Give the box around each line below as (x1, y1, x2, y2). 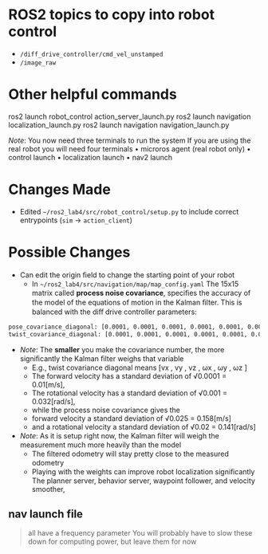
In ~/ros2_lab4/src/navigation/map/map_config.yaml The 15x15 (31, 279, 239, 289)
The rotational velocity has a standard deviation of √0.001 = (31, 388, 227, 398)
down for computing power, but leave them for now (27, 536, 197, 547)
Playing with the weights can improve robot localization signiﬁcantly (31, 466, 255, 476)
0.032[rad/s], (31, 396, 76, 406)
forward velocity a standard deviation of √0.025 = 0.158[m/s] (31, 413, 231, 423)
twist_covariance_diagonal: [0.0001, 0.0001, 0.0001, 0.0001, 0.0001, (8, 330, 248, 338)
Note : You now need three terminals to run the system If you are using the (8, 136, 251, 145)
